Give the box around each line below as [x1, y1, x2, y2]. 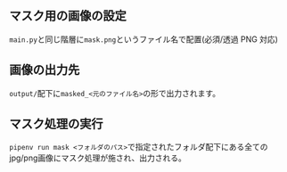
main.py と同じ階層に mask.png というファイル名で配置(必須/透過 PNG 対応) [9, 34, 279, 45]
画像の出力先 [9, 62, 80, 78]
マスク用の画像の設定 [9, 8, 127, 24]
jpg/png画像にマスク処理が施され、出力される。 [9, 152, 187, 163]
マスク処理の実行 [9, 117, 103, 132]
